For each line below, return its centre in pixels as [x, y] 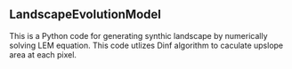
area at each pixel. [43, 54]
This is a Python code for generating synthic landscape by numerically [139, 35]
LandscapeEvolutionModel [85, 15]
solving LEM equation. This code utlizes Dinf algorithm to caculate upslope [146, 45]
